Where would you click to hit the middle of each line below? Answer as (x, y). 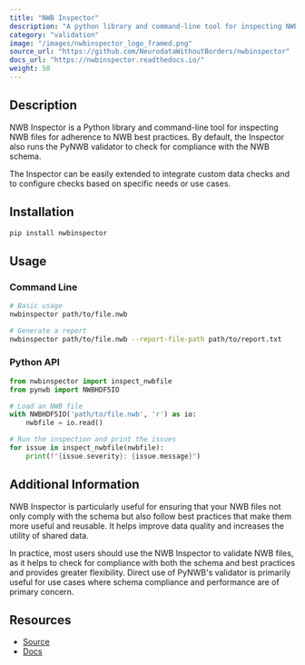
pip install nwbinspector (58, 233)
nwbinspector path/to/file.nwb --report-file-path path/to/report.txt (146, 339)
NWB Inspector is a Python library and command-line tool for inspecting (144, 127)
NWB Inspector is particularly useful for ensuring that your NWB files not (145, 506)
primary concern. (42, 591)
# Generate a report (49, 331)
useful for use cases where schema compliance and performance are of (144, 581)
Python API (35, 362)
